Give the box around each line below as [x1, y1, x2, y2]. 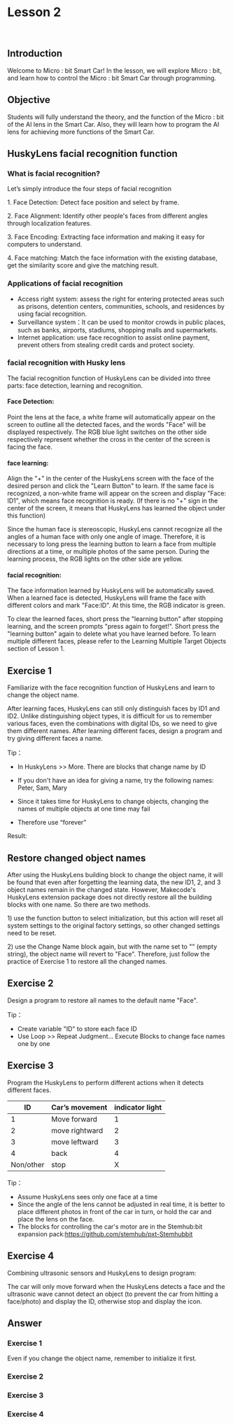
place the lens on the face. [17, 1215, 94, 1223]
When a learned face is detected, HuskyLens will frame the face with [7, 594, 206, 602]
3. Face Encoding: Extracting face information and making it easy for [7, 232, 205, 242]
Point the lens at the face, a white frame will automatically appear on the [7, 413, 216, 421]
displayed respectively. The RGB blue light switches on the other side [7, 428, 207, 436]
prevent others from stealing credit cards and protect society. [17, 340, 195, 349]
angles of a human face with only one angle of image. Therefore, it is [7, 533, 206, 541]
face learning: [7, 459, 49, 467]
